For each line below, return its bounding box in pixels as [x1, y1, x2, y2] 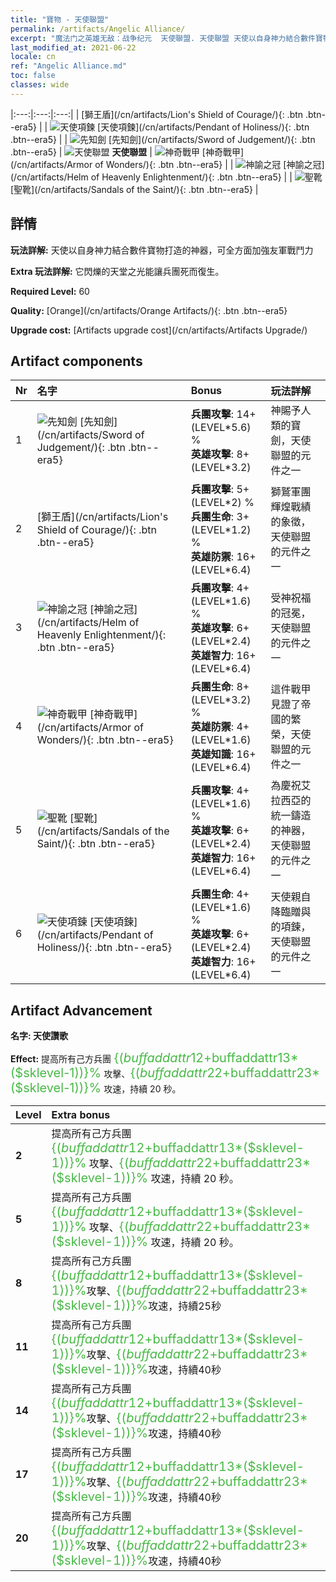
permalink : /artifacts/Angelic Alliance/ [10, 24, 186, 34]
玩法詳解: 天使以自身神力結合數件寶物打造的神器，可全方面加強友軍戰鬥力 [10, 244, 314, 256]
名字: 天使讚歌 [10, 1030, 68, 1042]
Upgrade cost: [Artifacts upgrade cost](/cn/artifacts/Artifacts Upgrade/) [10, 324, 308, 336]
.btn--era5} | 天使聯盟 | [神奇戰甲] [10, 146, 245, 158]
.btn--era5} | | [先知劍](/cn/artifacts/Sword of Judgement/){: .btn [10, 133, 316, 145]
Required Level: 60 [10, 285, 90, 297]
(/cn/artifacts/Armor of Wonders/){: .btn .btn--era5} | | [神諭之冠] [10, 158, 325, 170]
